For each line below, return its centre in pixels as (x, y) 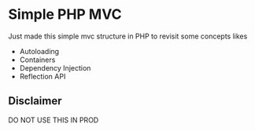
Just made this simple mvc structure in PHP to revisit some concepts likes (128, 36)
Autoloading (39, 51)
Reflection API (42, 76)
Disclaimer (35, 101)
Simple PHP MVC (65, 15)
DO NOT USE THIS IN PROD (54, 120)
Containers (37, 60)
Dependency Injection (55, 67)
